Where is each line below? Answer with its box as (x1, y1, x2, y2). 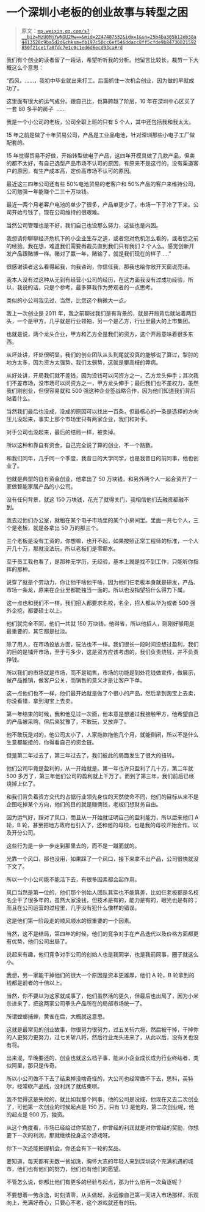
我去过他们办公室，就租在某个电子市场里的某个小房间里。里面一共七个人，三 (6, 516, 199, 524)
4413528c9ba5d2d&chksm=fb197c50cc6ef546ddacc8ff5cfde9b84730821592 (21, 39, 196, 45)
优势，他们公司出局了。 (11, 937, 71, 945)
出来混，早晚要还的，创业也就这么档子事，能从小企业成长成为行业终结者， (6, 1054, 193, 1061)
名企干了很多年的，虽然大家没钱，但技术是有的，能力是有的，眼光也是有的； (6, 896, 199, 904)
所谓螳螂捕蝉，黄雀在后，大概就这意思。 (6, 1012, 108, 1020)
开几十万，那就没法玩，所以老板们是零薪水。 (6, 545, 119, 552)
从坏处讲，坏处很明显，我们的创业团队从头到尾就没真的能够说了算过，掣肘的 (6, 350, 199, 358)
